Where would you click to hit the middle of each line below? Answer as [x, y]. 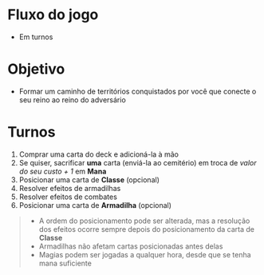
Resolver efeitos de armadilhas [70, 188]
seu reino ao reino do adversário [73, 100]
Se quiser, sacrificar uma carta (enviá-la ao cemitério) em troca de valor [138, 162]
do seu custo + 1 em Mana [63, 171]
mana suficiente [65, 263]
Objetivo [36, 69]
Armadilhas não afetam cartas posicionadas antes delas [131, 246]
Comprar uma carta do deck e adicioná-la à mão [99, 154]
